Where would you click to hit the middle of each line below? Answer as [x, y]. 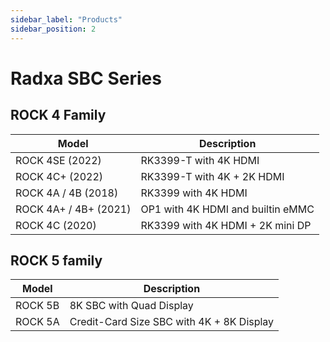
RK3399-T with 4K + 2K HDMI [212, 176]
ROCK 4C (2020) [56, 225]
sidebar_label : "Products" [66, 19]
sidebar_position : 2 [53, 29]
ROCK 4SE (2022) [58, 160]
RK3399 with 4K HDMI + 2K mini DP [226, 225]
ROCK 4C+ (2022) [59, 176]
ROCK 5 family [56, 260]
